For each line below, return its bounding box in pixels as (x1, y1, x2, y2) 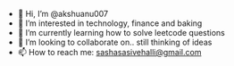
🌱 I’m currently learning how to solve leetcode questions (17, 28, 225, 37)
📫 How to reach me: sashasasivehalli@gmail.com (17, 47, 202, 57)
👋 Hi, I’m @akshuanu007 (17, 9, 109, 19)
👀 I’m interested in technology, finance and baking (17, 18, 203, 29)
